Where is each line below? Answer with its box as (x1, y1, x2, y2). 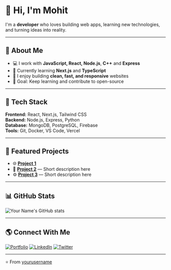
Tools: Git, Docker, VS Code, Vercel (5, 127, 80, 134)
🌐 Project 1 (12, 160, 37, 167)
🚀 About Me (5, 46, 43, 55)
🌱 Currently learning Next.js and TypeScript (12, 67, 106, 73)
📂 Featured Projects (5, 147, 69, 156)
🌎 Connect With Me (5, 228, 70, 236)
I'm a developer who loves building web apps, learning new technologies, (5, 21, 160, 27)
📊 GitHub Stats (5, 192, 55, 200)
